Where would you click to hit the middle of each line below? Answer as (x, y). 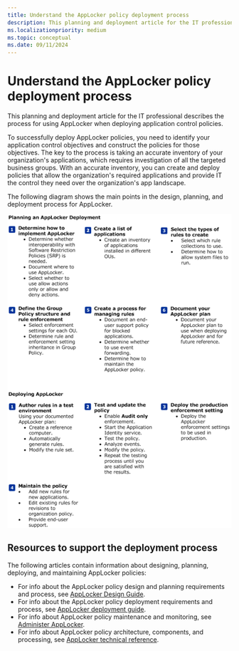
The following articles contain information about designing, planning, (108, 565)
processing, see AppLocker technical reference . (88, 639)
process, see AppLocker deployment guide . (82, 609)
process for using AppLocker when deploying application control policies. (116, 124)
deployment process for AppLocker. (60, 204)
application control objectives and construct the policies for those (104, 145)
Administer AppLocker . (51, 624)
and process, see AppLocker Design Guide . (81, 594)
